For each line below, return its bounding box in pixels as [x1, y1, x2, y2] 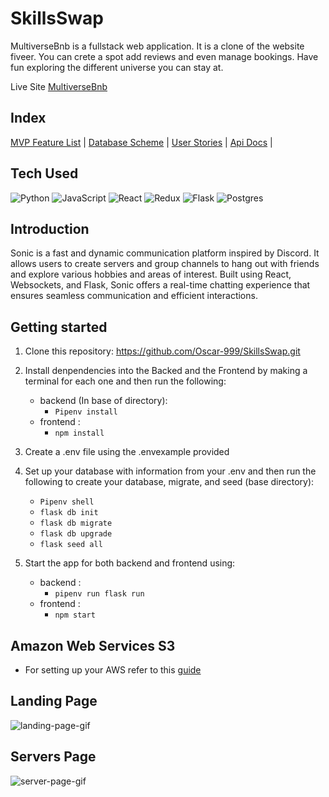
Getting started [10, 318, 108, 336]
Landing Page [10, 693, 98, 710]
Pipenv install [54, 407, 118, 417]
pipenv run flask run [54, 589, 145, 599]
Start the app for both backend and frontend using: [24, 557, 236, 569]
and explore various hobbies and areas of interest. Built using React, [10, 268, 292, 281]
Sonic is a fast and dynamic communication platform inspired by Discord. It [10, 247, 320, 259]
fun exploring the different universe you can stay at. [10, 61, 224, 73]
